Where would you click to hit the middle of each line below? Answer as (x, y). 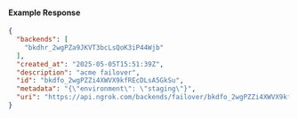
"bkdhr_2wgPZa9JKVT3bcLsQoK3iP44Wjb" (94, 47)
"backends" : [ (42, 40)
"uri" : (28, 98)
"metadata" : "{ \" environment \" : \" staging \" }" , (106, 89)
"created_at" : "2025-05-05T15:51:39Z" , (90, 64)
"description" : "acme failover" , (78, 72)
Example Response (44, 12)
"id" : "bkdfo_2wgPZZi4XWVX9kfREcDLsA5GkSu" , (100, 81)
